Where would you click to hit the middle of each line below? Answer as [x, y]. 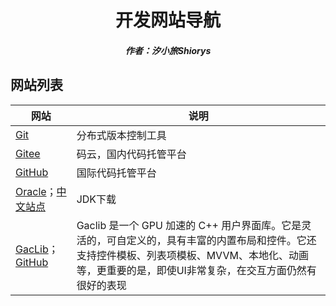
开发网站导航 [167, 20]
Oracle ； [36, 191]
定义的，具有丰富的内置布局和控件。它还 [221, 240]
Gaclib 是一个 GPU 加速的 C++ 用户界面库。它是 [189, 225]
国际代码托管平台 [116, 173]
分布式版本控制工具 [121, 135]
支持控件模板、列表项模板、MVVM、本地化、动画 [192, 255]
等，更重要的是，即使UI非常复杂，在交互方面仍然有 [196, 270]
